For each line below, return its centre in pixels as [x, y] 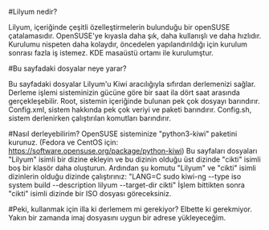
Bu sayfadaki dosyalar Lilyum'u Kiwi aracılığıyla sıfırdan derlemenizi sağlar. [132, 84]
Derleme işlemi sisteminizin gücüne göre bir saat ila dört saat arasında [124, 92]
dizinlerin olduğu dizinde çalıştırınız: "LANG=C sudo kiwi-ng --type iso [125, 177]
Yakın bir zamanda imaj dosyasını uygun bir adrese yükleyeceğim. [117, 218]
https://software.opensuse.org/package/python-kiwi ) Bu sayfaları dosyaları [133, 151]
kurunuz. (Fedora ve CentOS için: [63, 142]
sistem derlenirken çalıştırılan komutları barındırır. [90, 118]
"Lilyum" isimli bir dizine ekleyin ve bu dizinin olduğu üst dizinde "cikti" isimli [134, 159]
